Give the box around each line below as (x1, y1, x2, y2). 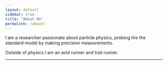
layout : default (5, 7, 39, 12)
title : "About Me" (5, 16, 43, 21)
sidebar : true (5, 12, 35, 17)
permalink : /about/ (5, 21, 46, 26)
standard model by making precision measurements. (5, 40, 113, 46)
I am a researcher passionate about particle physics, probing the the (5, 35, 146, 41)
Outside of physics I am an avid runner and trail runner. (5, 50, 118, 56)
